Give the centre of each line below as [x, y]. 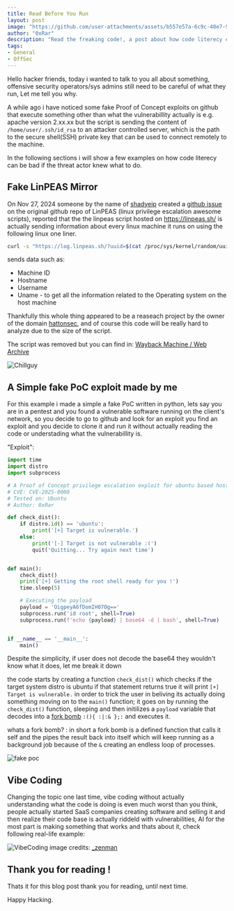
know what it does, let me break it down [64, 666]
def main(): [24, 569]
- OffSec [20, 59]
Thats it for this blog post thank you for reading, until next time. [97, 886]
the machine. [26, 144]
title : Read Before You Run [48, 14]
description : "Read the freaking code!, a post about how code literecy [115, 40]
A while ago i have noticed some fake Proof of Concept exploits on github [113, 107]
